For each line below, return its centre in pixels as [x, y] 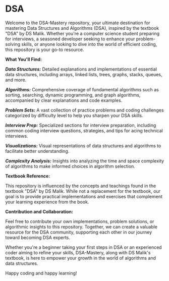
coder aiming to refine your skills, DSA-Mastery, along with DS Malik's [78, 252]
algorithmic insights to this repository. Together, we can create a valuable [81, 227]
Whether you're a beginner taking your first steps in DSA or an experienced [84, 247]
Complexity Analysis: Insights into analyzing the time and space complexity [85, 161]
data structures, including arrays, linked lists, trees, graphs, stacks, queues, [84, 74]
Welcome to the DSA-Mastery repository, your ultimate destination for [78, 23]
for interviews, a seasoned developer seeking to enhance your [70, 39]
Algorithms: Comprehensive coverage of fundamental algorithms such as [82, 89]
